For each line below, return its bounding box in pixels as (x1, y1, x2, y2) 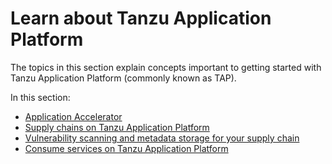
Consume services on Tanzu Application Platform (24, 142, 229, 154)
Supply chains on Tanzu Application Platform (24, 121, 210, 133)
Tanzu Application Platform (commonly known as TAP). (10, 72, 237, 84)
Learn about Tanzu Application (10, 7, 272, 30)
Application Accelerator (24, 110, 123, 122)
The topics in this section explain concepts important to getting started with (10, 61, 322, 73)
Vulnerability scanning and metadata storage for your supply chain (24, 132, 300, 144)
